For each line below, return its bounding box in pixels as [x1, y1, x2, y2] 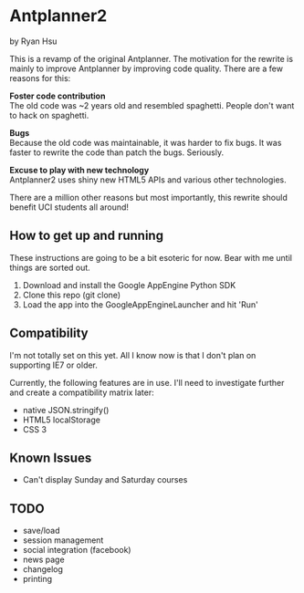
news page [22, 554, 66, 566]
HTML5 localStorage [22, 414, 100, 425]
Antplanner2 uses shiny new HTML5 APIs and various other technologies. [9, 174, 288, 185]
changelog [22, 564, 64, 575]
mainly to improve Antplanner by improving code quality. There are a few [9, 63, 283, 74]
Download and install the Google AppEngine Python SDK [22, 279, 236, 290]
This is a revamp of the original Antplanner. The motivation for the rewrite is [9, 53, 294, 64]
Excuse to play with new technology [9, 164, 150, 175]
